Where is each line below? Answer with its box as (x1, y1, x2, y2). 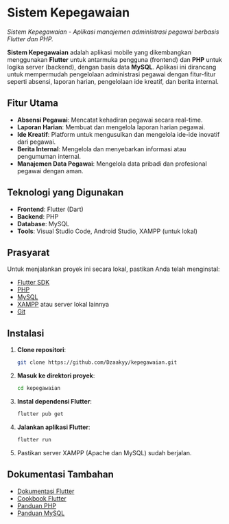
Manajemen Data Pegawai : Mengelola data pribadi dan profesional (16, 160, 207, 168)
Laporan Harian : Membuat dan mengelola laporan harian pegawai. (16, 122, 206, 131)
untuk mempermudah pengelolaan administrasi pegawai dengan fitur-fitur (7, 70, 216, 78)
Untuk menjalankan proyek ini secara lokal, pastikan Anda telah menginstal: (7, 265, 221, 273)
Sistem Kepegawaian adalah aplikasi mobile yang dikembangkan (7, 48, 192, 56)
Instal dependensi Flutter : (16, 397, 93, 405)
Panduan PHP (16, 501, 57, 510)
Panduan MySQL (16, 509, 65, 517)
